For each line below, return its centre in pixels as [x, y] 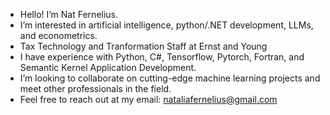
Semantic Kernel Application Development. [108, 67]
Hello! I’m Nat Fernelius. [69, 14]
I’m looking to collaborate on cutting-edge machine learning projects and [170, 78]
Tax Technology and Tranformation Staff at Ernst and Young [143, 46]
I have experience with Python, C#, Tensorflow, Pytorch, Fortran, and [162, 57]
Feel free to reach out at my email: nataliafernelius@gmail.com [148, 99]
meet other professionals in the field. [95, 88]
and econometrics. [58, 35]
